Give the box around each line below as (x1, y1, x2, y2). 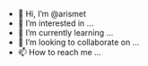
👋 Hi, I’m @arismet (17, 9, 87, 19)
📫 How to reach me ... (17, 47, 101, 57)
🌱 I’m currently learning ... (17, 28, 114, 37)
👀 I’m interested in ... (17, 18, 94, 29)
